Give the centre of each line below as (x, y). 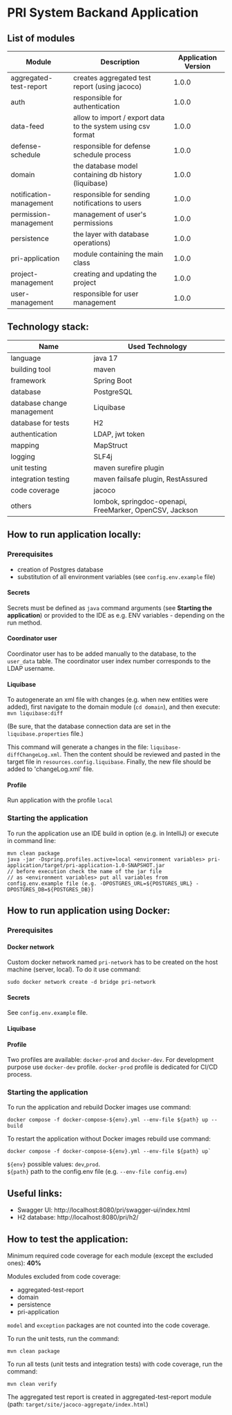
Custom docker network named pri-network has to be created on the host (113, 962)
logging (23, 456)
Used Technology (157, 346)
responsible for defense (112, 146)
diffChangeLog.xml (33, 755)
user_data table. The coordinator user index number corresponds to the (109, 661)
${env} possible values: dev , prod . (54, 1164)
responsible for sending (112, 194)
